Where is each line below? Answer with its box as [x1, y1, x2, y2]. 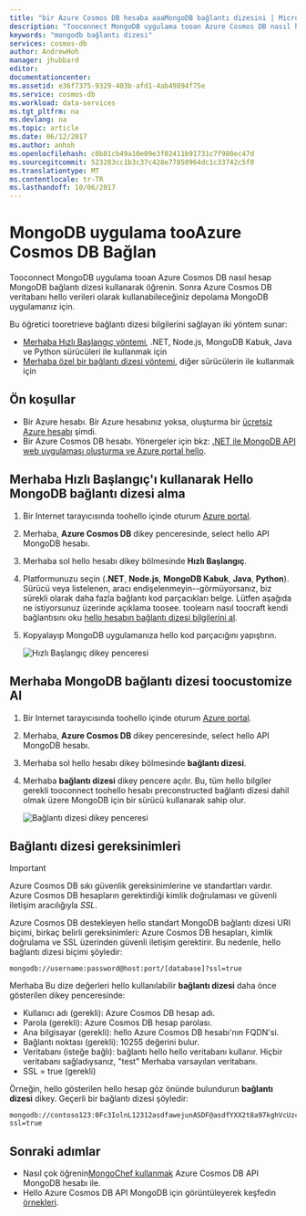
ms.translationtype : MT [9, 166, 100, 175]
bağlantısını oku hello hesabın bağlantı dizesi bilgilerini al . [22, 612, 239, 623]
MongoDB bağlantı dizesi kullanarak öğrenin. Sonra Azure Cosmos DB [9, 282, 272, 293]
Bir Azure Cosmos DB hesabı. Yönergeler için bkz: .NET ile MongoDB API [22, 435, 296, 446]
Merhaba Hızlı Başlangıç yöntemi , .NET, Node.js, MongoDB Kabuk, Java [22, 337, 292, 348]
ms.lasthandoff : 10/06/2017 [9, 183, 117, 193]
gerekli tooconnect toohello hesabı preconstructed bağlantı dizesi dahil [22, 784, 290, 795]
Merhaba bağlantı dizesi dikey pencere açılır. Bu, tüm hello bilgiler [22, 775, 271, 786]
